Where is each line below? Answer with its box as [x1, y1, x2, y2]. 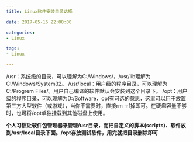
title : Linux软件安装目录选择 [6, 8, 73, 15]
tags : [6, 46, 19, 51]
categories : [6, 30, 35, 36]
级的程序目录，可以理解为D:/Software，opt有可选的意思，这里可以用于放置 [6, 95, 187, 102]
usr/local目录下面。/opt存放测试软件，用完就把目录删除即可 [13, 129, 158, 136]
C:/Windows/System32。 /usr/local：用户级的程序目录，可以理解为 [6, 80, 168, 87]
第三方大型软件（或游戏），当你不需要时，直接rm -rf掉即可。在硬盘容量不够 [6, 102, 187, 109]
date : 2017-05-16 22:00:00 [6, 19, 72, 25]
